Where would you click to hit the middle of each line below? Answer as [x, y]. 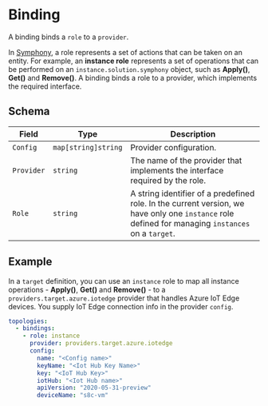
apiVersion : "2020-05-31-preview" [94, 388]
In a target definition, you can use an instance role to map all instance [124, 281]
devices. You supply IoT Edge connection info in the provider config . [121, 306]
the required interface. [45, 86]
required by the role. [168, 180]
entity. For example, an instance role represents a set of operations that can [134, 61]
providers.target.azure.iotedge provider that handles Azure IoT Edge [124, 298]
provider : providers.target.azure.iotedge [101, 344]
